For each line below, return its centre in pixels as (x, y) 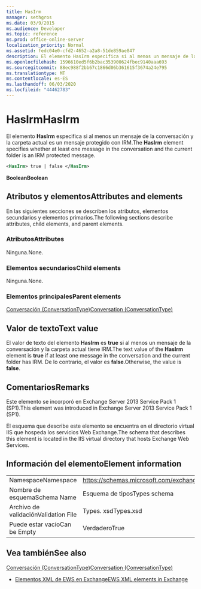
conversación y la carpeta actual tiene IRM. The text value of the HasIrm (95, 349)
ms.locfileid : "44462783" (38, 90)
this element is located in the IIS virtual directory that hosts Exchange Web (98, 439)
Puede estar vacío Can (40, 524)
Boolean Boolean (27, 178)
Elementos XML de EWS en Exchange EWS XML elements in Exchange (101, 579)
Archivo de (25, 507)
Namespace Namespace (43, 480)
